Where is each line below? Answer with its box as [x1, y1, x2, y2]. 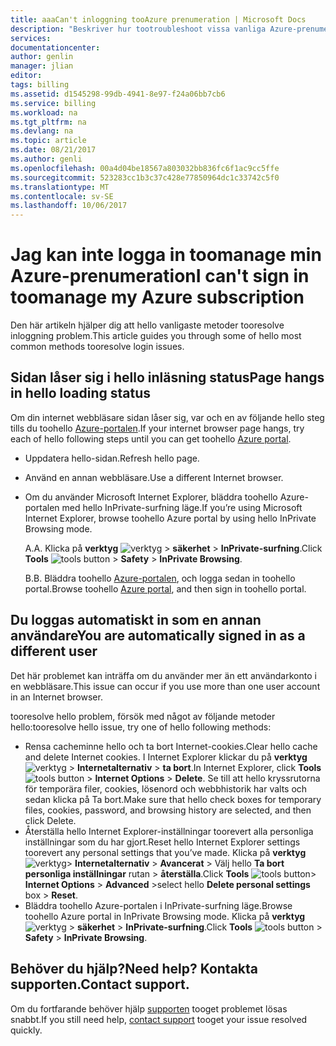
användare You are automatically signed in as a [10, 627, 306, 645]
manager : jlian [10, 61, 74, 71]
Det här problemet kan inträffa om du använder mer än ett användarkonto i [10, 669, 317, 681]
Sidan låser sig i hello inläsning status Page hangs [10, 369, 325, 386]
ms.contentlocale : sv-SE [10, 191, 114, 201]
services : [10, 33, 52, 43]
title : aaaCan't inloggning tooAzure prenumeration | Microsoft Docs [10, 14, 307, 25]
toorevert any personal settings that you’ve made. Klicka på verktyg [24, 846, 307, 858]
